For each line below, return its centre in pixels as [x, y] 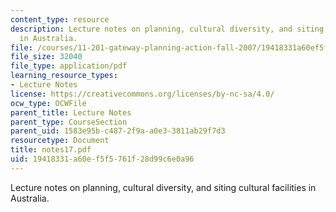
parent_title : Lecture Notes [71, 112]
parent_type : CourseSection [69, 122]
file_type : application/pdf [69, 66]
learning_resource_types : [64, 76]
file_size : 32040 [46, 57]
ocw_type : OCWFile [48, 103]
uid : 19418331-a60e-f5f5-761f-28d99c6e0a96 [102, 159]
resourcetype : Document [60, 141]
